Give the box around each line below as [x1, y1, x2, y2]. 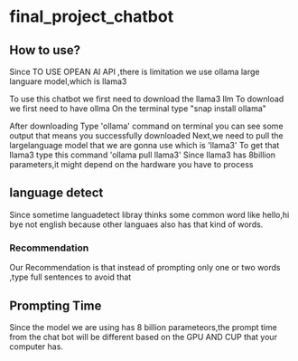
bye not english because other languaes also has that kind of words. [9, 219, 264, 230]
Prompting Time [9, 298, 102, 313]
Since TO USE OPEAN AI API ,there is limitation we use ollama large [9, 66, 260, 77]
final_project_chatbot [9, 6, 174, 27]
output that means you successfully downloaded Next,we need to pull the [9, 130, 284, 141]
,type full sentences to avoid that [9, 271, 132, 282]
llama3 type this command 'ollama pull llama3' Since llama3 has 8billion [9, 149, 276, 160]
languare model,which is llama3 [9, 76, 127, 87]
